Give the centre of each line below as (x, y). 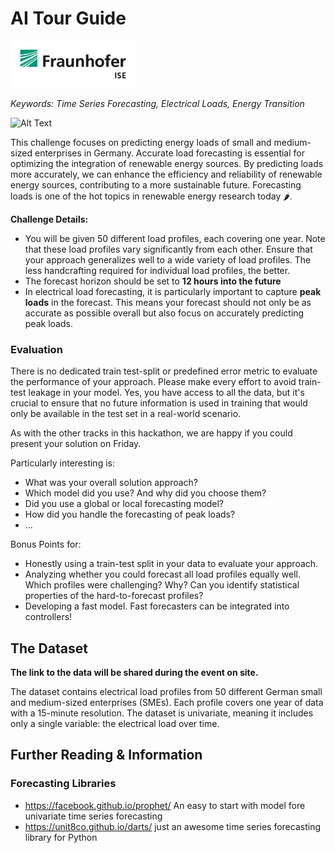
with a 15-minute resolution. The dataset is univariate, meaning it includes (162, 713)
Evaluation (36, 349)
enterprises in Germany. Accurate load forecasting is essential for (169, 153)
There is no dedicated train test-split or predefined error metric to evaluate (164, 371)
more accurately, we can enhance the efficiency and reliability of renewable (166, 174)
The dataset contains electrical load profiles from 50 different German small (166, 692)
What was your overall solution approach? (111, 483)
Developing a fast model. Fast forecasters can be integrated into (157, 606)
